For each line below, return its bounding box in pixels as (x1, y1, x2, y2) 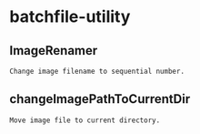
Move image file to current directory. (9, 116, 161, 125)
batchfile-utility (9, 6, 131, 27)
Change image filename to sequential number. (9, 67, 185, 76)
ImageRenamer (9, 43, 98, 58)
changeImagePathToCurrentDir (9, 91, 191, 107)
